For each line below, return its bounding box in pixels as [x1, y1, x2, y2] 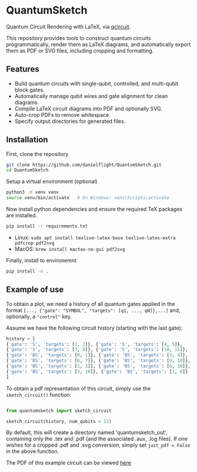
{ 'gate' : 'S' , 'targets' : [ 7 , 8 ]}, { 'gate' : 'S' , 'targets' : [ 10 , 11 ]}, [6, 347, 188, 353]
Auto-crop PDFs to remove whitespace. [14, 111, 111, 118]
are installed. [6, 212, 38, 219]
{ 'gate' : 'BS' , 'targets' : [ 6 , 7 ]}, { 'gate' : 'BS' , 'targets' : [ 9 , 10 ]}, [6, 358, 191, 364]
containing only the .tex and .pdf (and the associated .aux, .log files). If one [6, 435, 188, 442]
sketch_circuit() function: [6, 391, 72, 398]
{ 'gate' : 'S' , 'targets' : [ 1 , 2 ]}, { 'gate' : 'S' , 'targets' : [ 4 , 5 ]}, [6, 341, 183, 347]
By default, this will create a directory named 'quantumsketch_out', [6, 429, 168, 436]
